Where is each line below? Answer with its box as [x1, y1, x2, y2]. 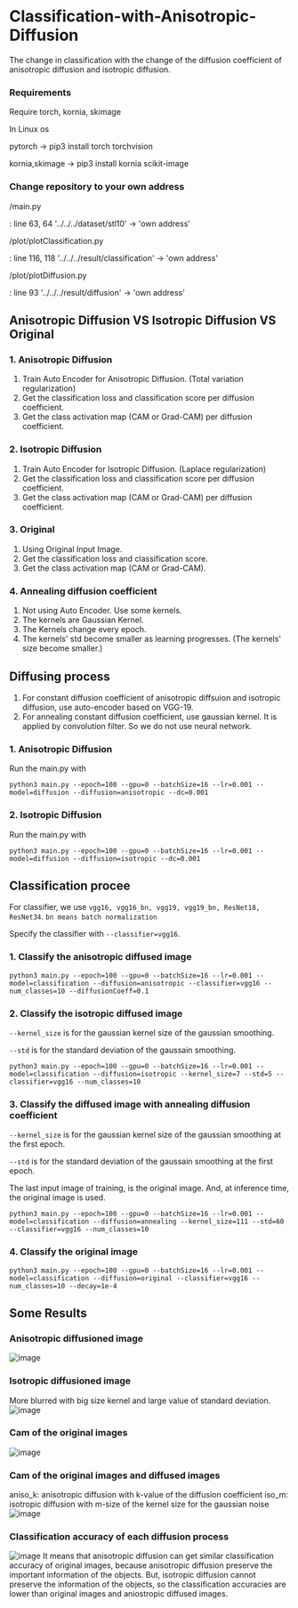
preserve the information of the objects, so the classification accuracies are [9, 1579, 286, 1590]
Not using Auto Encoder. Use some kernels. [21, 605, 182, 616]
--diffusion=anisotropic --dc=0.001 [72, 788, 209, 798]
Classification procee [9, 878, 131, 893]
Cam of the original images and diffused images [9, 1469, 221, 1482]
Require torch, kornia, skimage [9, 107, 122, 118]
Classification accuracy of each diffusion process [9, 1531, 230, 1543]
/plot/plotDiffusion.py [9, 270, 87, 280]
